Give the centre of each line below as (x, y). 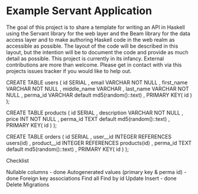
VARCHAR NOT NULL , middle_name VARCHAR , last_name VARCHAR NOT (98, 88)
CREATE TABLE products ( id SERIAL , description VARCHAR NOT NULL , (95, 113)
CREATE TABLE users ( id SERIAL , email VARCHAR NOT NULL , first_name (97, 82)
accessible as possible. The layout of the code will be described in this (92, 46)
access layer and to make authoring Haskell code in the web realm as (91, 40)
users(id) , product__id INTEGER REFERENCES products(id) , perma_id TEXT (99, 143)
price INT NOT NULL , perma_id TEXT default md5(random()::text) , (88, 119)
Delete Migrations (28, 185)
